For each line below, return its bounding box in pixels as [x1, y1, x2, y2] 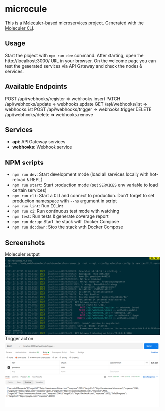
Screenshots [5, 238, 45, 247]
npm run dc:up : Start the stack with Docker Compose [12, 219, 119, 225]
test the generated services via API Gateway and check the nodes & [5, 63, 143, 69]
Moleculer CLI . [5, 25, 35, 31]
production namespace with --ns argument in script [12, 198, 117, 204]
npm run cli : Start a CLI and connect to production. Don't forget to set [12, 193, 155, 199]
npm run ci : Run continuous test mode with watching [12, 208, 119, 214]
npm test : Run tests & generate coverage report [12, 213, 109, 219]
